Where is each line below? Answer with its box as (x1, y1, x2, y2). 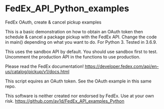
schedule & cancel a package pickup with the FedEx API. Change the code (5, 34, 157, 40)
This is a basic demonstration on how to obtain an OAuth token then (5, 28, 143, 34)
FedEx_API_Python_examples (5, 3, 129, 14)
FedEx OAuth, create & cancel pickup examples (5, 19, 102, 25)
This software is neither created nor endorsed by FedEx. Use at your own (5, 93, 154, 99)
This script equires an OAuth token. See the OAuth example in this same (5, 78, 152, 84)
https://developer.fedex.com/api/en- (84, 63, 159, 69)
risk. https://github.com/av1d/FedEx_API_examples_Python (5, 98, 124, 104)
